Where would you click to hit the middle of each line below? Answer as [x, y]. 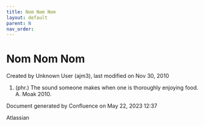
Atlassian [18, 118]
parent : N [19, 23]
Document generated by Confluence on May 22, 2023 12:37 [82, 106]
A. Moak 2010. [33, 94]
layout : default [27, 18]
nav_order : [20, 29]
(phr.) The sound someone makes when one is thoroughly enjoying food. [107, 88]
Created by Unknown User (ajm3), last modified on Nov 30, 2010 [88, 76]
